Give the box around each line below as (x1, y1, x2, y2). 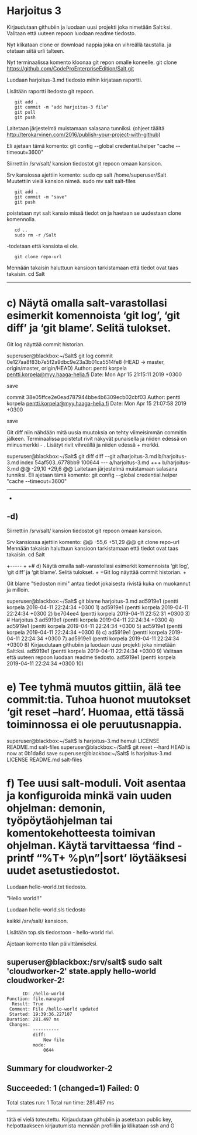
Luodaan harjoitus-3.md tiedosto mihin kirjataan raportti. (6, 76, 143, 83)
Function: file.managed (6, 996, 65, 1002)
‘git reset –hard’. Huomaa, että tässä (6, 705, 185, 718)
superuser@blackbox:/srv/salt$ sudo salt (6, 957, 163, 967)
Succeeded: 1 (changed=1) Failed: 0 (6, 1083, 140, 1093)
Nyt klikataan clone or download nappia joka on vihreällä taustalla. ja (6, 41, 172, 48)
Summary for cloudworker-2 (6, 1063, 113, 1073)
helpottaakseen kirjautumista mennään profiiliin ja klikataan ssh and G (6, 1122, 175, 1129)
